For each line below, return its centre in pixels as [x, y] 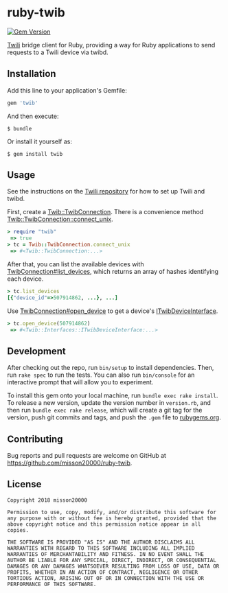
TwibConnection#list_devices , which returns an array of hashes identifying [113, 271]
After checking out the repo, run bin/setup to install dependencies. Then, [111, 368]
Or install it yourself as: [39, 141]
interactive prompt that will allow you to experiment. [80, 382]
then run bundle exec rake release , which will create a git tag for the [105, 410]
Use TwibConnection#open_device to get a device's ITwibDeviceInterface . [113, 311]
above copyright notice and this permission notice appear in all [104, 524]
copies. [18, 530]
